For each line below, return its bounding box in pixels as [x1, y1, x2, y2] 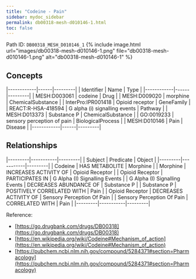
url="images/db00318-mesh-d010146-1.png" [6, 48, 115, 55]
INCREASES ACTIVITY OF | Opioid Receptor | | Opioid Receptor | [6, 169, 163, 176]
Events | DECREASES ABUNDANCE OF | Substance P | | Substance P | [6, 181, 177, 188]
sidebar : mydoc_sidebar [6, 14, 65, 20]
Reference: [6, 211, 33, 218]
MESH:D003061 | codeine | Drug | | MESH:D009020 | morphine [35, 92, 190, 100]
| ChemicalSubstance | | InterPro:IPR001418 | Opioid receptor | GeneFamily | [6, 99, 191, 106]
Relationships [6, 140, 58, 150]
